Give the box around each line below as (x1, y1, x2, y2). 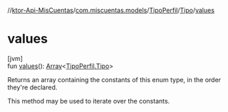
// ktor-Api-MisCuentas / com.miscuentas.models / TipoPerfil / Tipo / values (7, 6, 215, 14)
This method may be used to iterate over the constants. (7, 96, 170, 105)
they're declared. (7, 83, 58, 91)
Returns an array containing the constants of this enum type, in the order (7, 75, 222, 84)
